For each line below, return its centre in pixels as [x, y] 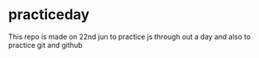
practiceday [49, 15]
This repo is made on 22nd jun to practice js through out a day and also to [129, 37]
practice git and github [45, 44]
